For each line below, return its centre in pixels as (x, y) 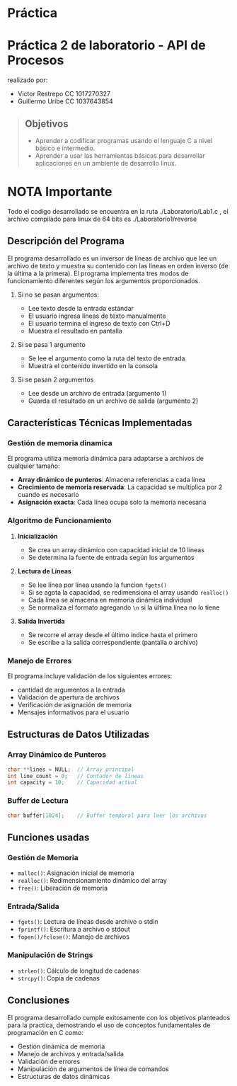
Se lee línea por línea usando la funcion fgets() (98, 585)
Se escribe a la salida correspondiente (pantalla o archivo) (113, 642)
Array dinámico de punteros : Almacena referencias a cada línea (112, 480)
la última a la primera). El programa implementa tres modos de (98, 273)
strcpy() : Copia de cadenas (59, 978)
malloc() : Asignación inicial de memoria (76, 873)
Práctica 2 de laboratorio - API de (107, 46)
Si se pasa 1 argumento (52, 344)
